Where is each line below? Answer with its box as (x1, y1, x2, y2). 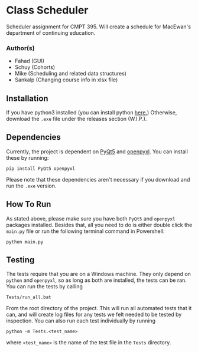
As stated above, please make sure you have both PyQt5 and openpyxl (6, 215, 176, 222)
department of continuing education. (6, 29, 96, 36)
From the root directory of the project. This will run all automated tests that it (6, 305, 192, 312)
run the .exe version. (6, 182, 57, 189)
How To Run (6, 199, 51, 209)
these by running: (6, 154, 49, 161)
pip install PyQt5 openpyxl (6, 166, 76, 172)
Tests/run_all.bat (6, 294, 51, 301)
